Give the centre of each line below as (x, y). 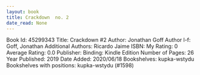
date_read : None (27, 23)
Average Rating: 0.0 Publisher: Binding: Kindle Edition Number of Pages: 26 (100, 53)
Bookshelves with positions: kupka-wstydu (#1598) (70, 65)
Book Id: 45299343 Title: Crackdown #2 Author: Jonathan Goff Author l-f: (98, 40)
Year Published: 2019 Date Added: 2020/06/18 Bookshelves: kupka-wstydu (100, 59)
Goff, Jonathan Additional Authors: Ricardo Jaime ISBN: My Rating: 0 (92, 46)
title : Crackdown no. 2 (38, 17)
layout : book (23, 12)
